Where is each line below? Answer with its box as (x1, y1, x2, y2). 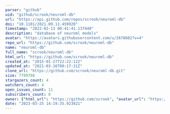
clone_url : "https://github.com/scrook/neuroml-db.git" (5, 69, 125, 74)
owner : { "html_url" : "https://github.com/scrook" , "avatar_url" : (5, 96, 146, 101)
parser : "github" (5, 7, 42, 13)
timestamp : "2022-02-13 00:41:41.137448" (5, 26, 94, 31)
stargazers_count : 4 (5, 78, 49, 83)
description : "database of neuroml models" (5, 31, 99, 36)
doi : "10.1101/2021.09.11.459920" (5, 21, 78, 27)
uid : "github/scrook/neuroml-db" (5, 12, 76, 17)
